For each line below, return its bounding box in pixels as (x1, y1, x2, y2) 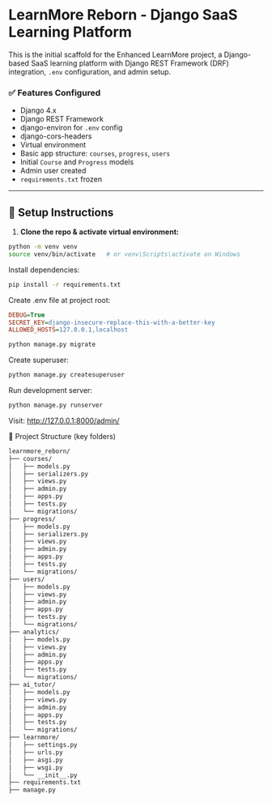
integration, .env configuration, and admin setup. (8, 66, 172, 76)
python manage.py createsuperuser (8, 371, 125, 379)
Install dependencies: (8, 265, 80, 275)
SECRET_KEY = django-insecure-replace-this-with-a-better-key (8, 318, 216, 326)
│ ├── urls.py (8, 748, 63, 757)
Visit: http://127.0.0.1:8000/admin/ (8, 416, 120, 425)
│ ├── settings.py (8, 741, 79, 749)
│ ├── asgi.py (8, 756, 63, 764)
